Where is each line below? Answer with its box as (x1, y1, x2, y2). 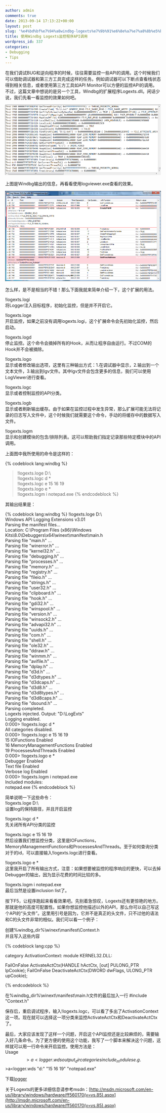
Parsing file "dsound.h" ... (5, 700, 58, 706)
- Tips (5, 55, 19, 60)
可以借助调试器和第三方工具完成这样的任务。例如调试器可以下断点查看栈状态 (5, 76, 161, 82)
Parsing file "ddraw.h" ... (5, 648, 55, 654)
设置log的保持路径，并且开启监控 (5, 806, 73, 812)
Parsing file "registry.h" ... (5, 569, 58, 575)
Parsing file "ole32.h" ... (5, 642, 54, 648)
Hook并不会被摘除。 (5, 346, 46, 352)
